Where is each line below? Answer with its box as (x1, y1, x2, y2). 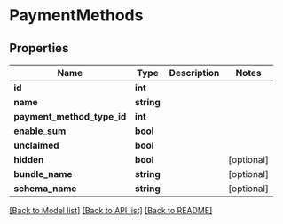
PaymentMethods (9, 5, 144, 26)
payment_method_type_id (13, 111, 127, 122)
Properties (9, 41, 69, 56)
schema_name (13, 182, 77, 195)
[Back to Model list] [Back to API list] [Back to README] (9, 205, 213, 215)
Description (169, 67, 220, 79)
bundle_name (13, 168, 73, 180)
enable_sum (13, 125, 67, 137)
